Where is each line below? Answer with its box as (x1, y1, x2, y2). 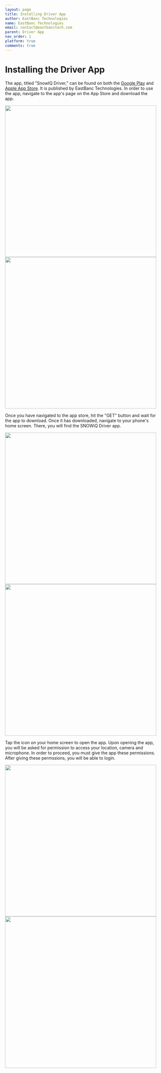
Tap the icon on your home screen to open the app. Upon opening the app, (5, 739, 154, 745)
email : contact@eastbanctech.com (5, 25, 73, 30)
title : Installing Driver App (5, 12, 66, 16)
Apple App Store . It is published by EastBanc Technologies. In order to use (5, 85, 153, 91)
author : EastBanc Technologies (5, 16, 68, 21)
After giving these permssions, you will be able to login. (5, 755, 116, 761)
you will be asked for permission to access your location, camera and (5, 745, 144, 750)
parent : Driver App (5, 30, 44, 34)
